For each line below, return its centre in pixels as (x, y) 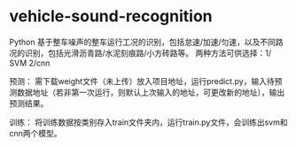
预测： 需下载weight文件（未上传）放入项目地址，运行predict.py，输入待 (142, 81)
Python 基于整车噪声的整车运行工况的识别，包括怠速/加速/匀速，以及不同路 (146, 42)
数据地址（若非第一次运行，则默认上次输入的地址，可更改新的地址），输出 (151, 92)
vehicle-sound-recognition (111, 16)
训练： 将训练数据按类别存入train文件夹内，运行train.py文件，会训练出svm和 (148, 122)
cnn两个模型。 (35, 133)
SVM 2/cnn (30, 63)
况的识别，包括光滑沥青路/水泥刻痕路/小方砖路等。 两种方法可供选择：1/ (140, 53)
